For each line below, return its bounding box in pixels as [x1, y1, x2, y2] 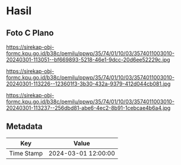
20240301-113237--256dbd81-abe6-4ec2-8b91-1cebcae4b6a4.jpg [6, 104, 171, 111]
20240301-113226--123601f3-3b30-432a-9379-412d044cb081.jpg [6, 80, 171, 87]
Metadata [6, 122, 43, 132]
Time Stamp [9, 149, 43, 157]
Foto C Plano [6, 28, 54, 38]
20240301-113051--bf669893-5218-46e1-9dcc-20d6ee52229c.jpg [6, 56, 170, 63]
